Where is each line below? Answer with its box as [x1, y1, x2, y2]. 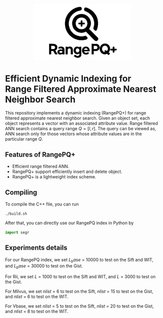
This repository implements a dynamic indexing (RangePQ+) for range [5, 110, 146, 116]
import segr [5, 230, 29, 235]
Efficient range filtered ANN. [12, 164, 70, 170]
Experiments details [5, 244, 68, 252]
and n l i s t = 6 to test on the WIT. [5, 294, 69, 300]
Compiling [5, 188, 38, 197]
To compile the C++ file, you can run [5, 201, 79, 207]
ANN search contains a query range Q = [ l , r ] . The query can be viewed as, [5, 126, 157, 132]
